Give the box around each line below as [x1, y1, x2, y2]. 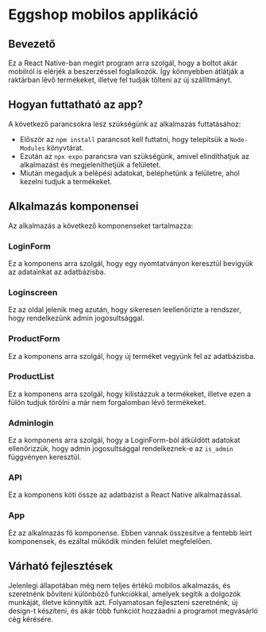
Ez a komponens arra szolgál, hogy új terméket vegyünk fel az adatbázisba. [8, 351, 256, 360]
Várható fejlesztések [8, 560, 114, 573]
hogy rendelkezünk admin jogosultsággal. [8, 314, 145, 323]
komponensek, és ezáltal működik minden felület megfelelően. [8, 536, 213, 545]
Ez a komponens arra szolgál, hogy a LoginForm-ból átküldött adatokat [8, 435, 241, 445]
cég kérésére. [8, 614, 54, 624]
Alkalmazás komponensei [8, 200, 139, 214]
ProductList [8, 371, 54, 382]
